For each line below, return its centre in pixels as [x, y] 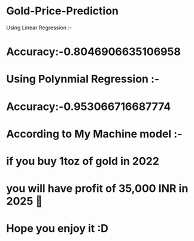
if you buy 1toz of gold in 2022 [83, 161]
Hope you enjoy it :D [57, 229]
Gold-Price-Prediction [62, 11]
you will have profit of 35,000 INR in [97, 189]
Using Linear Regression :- [39, 28]
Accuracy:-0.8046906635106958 [93, 52]
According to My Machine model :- [94, 134]
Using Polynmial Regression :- [83, 79]
